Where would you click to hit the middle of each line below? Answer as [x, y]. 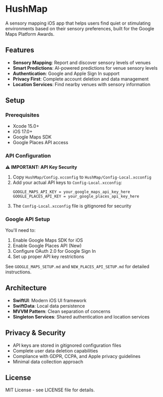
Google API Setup [28, 219]
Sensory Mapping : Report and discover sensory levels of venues [82, 63]
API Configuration [28, 156]
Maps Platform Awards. [30, 34]
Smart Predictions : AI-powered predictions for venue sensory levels [85, 68]
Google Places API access [40, 143]
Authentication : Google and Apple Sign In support [66, 73]
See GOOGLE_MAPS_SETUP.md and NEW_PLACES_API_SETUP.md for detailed [77, 267]
